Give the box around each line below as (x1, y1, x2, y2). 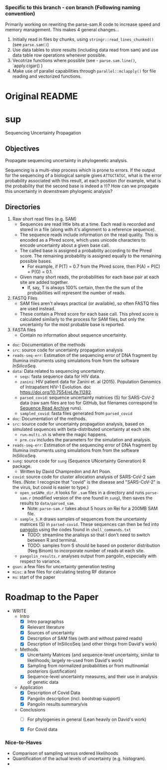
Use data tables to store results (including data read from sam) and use (12, 47, 159, 53)
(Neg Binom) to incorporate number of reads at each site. (27, 548, 145, 554)
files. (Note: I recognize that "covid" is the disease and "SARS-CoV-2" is (12, 479, 161, 485)
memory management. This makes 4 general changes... (5, 27, 119, 33)
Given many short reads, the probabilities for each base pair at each (19, 274, 160, 280)
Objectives (5, 144, 40, 153)
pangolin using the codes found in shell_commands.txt (19, 526, 131, 533)
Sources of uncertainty (27, 630, 75, 636)
